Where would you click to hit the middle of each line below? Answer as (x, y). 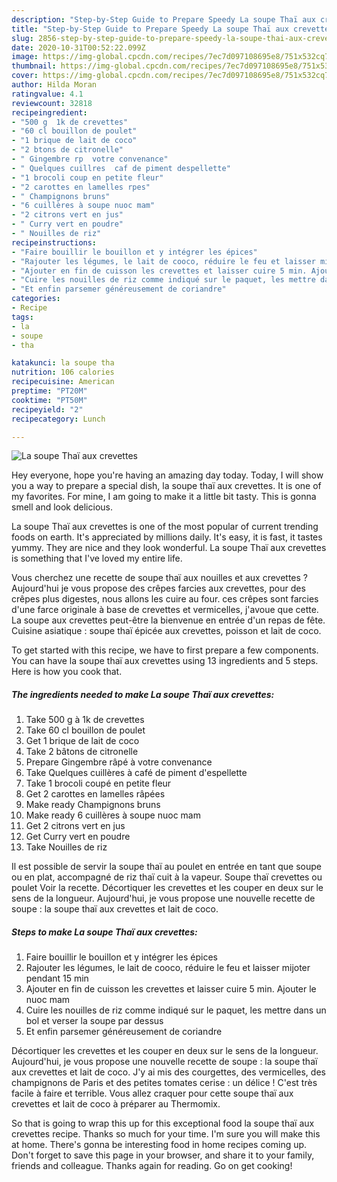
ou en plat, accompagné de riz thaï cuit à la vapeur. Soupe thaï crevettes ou (167, 877)
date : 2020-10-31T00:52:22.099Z (78, 47)
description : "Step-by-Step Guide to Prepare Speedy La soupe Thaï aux (163, 19)
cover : (25, 76)
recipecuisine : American (63, 382)
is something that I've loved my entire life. (97, 558)
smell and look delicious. (62, 507)
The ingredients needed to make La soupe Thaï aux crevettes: (143, 694)
